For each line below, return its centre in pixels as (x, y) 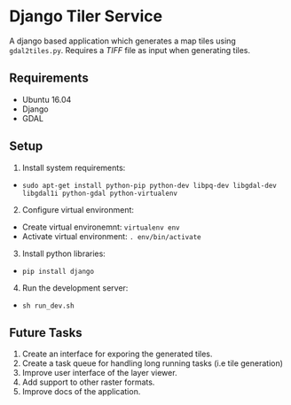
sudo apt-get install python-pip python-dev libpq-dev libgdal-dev (149, 185)
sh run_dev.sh (48, 306)
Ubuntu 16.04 (47, 99)
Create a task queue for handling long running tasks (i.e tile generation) (153, 363)
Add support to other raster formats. (88, 382)
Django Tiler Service (86, 16)
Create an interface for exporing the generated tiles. (117, 354)
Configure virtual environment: (78, 209)
